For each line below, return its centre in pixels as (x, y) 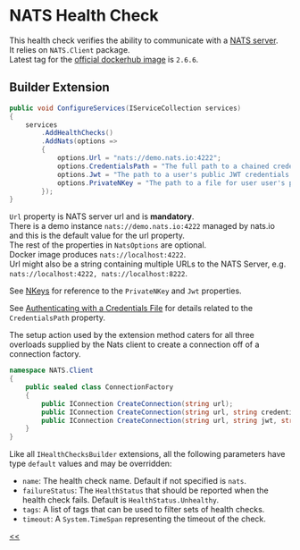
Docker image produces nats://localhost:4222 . (98, 255)
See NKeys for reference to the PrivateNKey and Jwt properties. (126, 291)
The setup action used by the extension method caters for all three (132, 335)
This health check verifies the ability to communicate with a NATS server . (144, 40)
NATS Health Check (84, 16)
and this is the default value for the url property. (97, 236)
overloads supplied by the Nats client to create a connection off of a (134, 344)
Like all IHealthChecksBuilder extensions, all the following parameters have (147, 454)
